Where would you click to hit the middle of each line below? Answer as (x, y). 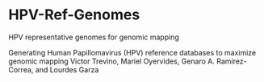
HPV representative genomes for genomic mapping (94, 37)
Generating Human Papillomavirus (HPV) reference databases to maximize (132, 52)
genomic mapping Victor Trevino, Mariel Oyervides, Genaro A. (112, 61)
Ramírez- (232, 61)
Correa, (21, 69)
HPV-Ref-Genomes (74, 15)
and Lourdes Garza (67, 69)
